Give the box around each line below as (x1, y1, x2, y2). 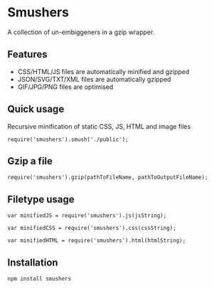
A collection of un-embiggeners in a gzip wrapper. (7, 28, 155, 36)
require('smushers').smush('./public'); (7, 136, 129, 143)
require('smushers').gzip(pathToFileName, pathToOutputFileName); (7, 174, 208, 182)
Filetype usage (7, 193, 75, 205)
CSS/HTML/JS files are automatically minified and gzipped (17, 67, 190, 75)
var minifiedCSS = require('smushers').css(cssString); (7, 225, 176, 232)
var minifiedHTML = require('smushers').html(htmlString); (7, 237, 186, 244)
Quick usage (7, 103, 65, 115)
